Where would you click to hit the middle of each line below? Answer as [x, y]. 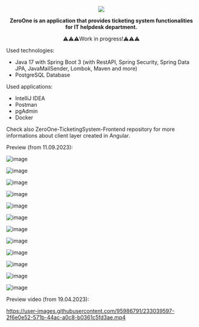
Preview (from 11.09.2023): [40, 147]
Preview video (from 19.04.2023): [48, 299]
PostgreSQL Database [43, 75]
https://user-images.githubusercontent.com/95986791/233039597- [90, 311]
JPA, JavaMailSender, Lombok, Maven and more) [76, 68]
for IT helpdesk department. [101, 27]
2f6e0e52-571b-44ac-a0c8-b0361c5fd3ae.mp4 [66, 317]
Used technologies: [30, 50]
